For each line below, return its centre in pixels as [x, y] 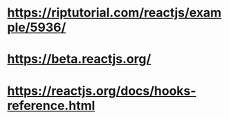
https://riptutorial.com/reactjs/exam [114, 13]
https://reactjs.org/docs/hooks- [102, 91]
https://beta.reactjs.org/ [79, 59]
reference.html [51, 106]
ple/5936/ [37, 27]
